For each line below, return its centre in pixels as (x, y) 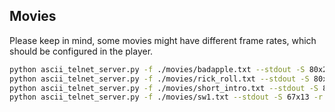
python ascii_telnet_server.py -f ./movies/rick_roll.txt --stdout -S (159, 79)
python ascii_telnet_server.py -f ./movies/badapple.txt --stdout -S (157, 69)
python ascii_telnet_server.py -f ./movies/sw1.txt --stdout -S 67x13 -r (166, 97)
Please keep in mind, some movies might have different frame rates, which (163, 40)
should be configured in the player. (81, 51)
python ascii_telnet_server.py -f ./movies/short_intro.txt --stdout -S (164, 88)
